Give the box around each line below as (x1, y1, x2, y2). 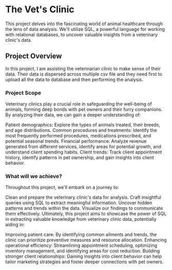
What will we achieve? (5, 172, 63, 180)
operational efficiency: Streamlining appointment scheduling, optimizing (5, 242, 158, 248)
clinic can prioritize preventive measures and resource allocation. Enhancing (5, 237, 167, 243)
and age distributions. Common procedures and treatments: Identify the (5, 127, 158, 133)
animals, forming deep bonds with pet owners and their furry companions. (5, 106, 163, 112)
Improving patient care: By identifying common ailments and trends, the (5, 232, 157, 238)
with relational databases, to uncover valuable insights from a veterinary (5, 31, 158, 37)
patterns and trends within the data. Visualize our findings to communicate (5, 205, 163, 211)
